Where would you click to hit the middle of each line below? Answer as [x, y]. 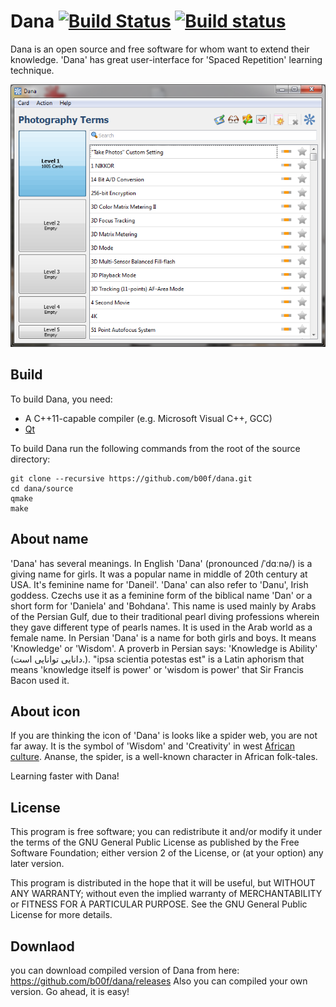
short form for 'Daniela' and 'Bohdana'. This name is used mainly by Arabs [163, 606]
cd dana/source [42, 488]
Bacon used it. [40, 680]
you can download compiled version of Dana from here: [125, 971]
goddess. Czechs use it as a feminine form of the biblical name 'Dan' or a [161, 595]
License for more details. [61, 915]
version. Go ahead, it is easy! [70, 992]
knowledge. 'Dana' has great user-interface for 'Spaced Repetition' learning [166, 59]
